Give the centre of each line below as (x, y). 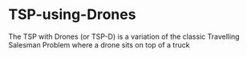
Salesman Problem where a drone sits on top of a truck (99, 44)
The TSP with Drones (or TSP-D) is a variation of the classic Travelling (124, 36)
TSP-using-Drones (72, 15)
